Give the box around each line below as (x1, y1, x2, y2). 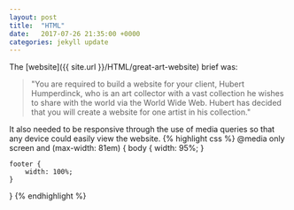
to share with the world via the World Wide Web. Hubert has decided (30, 98, 282, 109)
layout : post (9, 12, 58, 22)
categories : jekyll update (9, 37, 109, 47)
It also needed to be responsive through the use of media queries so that (9, 124, 275, 135)
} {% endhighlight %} (9, 191, 87, 201)
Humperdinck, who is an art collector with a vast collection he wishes (30, 88, 284, 99)
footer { (9, 160, 42, 169)
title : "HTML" (9, 21, 66, 30)
